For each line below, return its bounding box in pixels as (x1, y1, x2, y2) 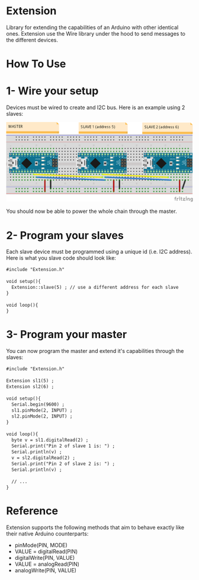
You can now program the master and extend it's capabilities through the (6, 348, 184, 355)
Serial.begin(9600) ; (11, 401, 65, 407)
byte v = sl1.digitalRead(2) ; (11, 437, 89, 443)
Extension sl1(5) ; (6, 378, 54, 384)
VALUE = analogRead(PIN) (14, 560, 80, 568)
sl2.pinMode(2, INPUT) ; (11, 413, 73, 419)
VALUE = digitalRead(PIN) (14, 548, 78, 555)
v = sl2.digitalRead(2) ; (11, 455, 76, 461)
